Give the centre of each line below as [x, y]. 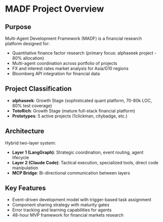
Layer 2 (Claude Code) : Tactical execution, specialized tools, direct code [85, 162]
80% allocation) [28, 58]
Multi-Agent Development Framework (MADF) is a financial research [73, 38]
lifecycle [20, 157]
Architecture [25, 131]
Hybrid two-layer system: [30, 143]
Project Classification [38, 89]
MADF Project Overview [54, 9]
